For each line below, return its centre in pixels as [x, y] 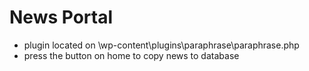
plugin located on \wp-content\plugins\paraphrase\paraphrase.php [161, 45]
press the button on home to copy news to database [131, 55]
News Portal [61, 17]
